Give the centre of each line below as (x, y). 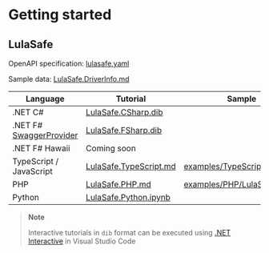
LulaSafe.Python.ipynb (128, 197)
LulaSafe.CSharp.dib (124, 112)
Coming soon (110, 148)
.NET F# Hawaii (41, 148)
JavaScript (33, 171)
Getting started (60, 15)
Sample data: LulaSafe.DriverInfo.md (69, 79)
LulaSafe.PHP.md (118, 184)
